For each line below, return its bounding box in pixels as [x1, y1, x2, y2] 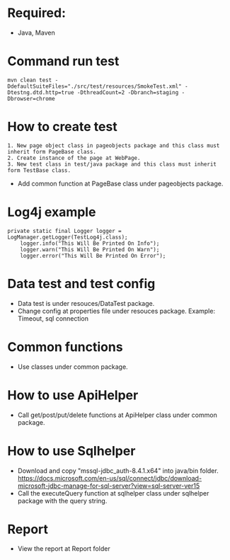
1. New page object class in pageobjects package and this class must [7, 142, 220, 149]
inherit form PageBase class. [7, 148, 97, 155]
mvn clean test [7, 76, 52, 84]
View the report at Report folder [17, 544, 111, 553]
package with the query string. [17, 496, 108, 505]
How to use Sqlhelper [7, 442, 136, 459]
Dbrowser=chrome [7, 95, 55, 102]
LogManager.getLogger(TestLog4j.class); [7, 234, 129, 241]
